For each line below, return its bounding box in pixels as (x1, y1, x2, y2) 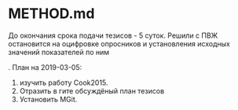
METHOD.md (8, 5, 95, 23)
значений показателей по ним (8, 47, 110, 57)
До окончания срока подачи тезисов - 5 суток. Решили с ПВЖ (8, 31, 218, 40)
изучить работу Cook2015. (19, 78, 108, 87)
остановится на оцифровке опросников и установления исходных (8, 38, 230, 48)
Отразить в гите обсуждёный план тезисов (19, 86, 165, 95)
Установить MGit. (19, 94, 78, 104)
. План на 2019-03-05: (8, 62, 82, 71)
